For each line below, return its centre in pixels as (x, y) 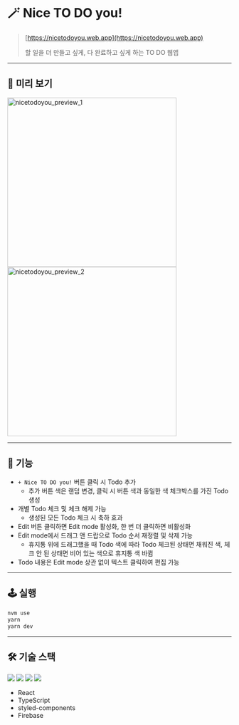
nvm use (19, 613)
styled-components (47, 708)
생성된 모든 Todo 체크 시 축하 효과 (75, 518)
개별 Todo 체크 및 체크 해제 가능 (62, 508)
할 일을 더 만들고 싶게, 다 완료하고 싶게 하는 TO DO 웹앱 (102, 52)
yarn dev (20, 627)
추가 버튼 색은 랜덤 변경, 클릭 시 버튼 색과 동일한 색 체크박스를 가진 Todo (128, 490)
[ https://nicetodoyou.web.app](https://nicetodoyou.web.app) (114, 37)
